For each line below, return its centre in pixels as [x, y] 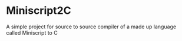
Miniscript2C [39, 11]
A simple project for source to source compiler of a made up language [91, 27]
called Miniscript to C [32, 32]
